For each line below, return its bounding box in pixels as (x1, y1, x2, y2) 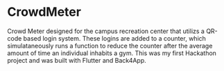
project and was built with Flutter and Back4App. (7, 56, 147, 64)
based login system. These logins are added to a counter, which (23, 34, 207, 42)
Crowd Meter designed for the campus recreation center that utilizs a (7, 27, 205, 35)
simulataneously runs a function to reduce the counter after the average (7, 41, 213, 50)
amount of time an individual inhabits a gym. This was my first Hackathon (7, 49, 217, 57)
